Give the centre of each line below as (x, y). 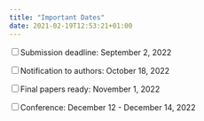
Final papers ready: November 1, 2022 (90, 89)
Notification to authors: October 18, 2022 (95, 70)
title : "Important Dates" (57, 17)
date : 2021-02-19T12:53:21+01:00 (71, 26)
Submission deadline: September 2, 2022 (96, 52)
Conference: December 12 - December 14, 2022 (108, 107)
